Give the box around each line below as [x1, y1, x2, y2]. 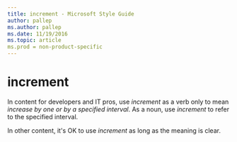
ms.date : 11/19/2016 [7, 30, 69, 38]
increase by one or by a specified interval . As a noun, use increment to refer [7, 104, 230, 114]
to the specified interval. [7, 112, 79, 121]
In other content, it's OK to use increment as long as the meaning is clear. [7, 126, 221, 135]
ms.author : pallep [7, 23, 62, 31]
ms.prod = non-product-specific [7, 43, 103, 50]
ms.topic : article [7, 37, 62, 44]
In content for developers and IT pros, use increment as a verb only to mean [7, 97, 229, 106]
